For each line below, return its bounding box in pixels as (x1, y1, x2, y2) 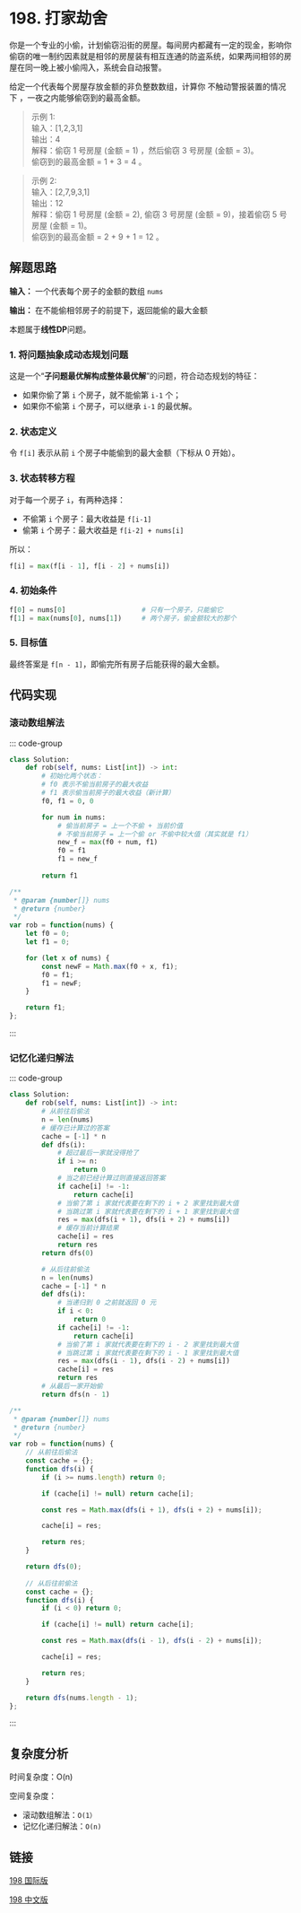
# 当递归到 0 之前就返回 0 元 (56, 1298, 157, 1307)
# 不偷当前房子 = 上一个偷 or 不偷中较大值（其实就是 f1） (56, 829, 253, 839)
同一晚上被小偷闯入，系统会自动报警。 (24, 62, 167, 73)
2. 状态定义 (9, 425, 57, 438)
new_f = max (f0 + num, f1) (56, 838, 159, 847)
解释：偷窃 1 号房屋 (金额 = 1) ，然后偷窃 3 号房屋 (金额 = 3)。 (30, 144, 259, 155)
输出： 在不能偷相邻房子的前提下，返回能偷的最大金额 (9, 304, 208, 315)
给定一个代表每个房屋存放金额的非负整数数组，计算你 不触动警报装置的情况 (9, 81, 287, 92)
